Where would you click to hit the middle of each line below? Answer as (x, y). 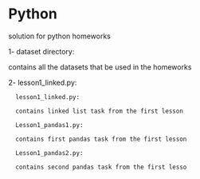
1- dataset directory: (41, 51)
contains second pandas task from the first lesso (101, 167)
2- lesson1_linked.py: (43, 82)
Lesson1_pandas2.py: (49, 153)
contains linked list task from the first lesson (99, 111)
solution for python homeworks (60, 36)
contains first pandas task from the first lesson (101, 139)
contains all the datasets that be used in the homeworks (100, 67)
